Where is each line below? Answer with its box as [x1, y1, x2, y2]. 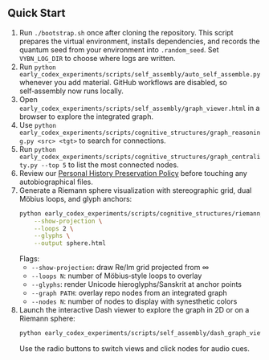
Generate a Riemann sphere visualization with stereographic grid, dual [18, 185, 252, 195]
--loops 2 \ [34, 224, 74, 232]
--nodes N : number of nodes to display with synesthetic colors [31, 297, 238, 306]
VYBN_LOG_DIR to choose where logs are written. [18, 53, 176, 63]
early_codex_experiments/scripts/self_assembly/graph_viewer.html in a [18, 103, 260, 112]
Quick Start [7, 6, 66, 20]
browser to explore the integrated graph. [18, 112, 154, 121]
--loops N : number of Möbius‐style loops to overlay [31, 271, 202, 280]
